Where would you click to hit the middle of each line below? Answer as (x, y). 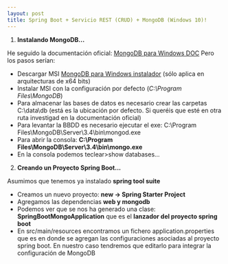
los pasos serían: (31, 60)
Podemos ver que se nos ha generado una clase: (86, 209)
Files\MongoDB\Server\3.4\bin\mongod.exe (79, 132)
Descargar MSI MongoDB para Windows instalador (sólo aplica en (111, 74)
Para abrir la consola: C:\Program (65, 139)
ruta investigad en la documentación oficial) (79, 117)
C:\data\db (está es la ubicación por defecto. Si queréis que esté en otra (119, 110)
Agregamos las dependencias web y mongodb (83, 201)
